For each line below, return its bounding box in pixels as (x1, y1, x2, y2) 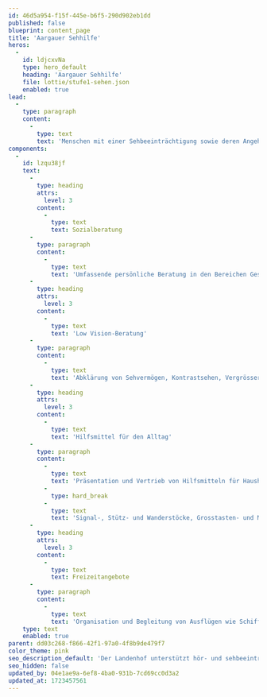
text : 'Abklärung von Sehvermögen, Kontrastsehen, (50, 374, 222, 381)
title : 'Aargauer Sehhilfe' (8, 33, 102, 42)
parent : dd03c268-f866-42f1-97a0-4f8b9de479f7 (8, 640, 165, 648)
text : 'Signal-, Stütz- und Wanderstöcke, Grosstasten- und (50, 514, 254, 522)
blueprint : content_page (8, 26, 91, 34)
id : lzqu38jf (22, 160, 66, 168)
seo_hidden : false (8, 661, 69, 670)
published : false (8, 19, 66, 27)
